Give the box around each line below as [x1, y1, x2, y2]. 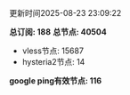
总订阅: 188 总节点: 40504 [9, 27, 107, 37]
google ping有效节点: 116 [9, 75, 102, 86]
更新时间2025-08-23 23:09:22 [9, 8, 122, 18]
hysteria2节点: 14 [21, 57, 85, 67]
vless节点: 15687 [21, 45, 85, 56]
